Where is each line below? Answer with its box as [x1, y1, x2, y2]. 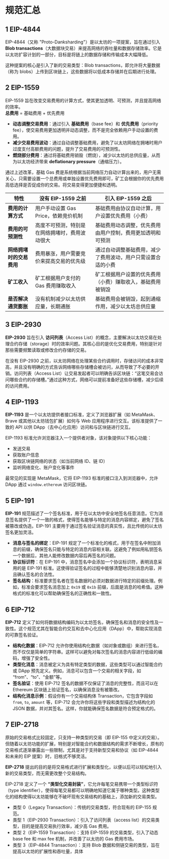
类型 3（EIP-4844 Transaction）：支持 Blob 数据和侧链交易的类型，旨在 [12, 842, 160, 848]
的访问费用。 [5, 383, 32, 389]
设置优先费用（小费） [100, 212, 151, 219]
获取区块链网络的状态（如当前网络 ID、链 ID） [12, 458, 108, 464]
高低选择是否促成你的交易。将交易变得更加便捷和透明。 [5, 182, 120, 188]
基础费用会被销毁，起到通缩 [95, 295, 161, 302]
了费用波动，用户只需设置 [95, 254, 156, 261]
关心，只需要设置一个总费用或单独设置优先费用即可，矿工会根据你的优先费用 [5, 175, 164, 181]
